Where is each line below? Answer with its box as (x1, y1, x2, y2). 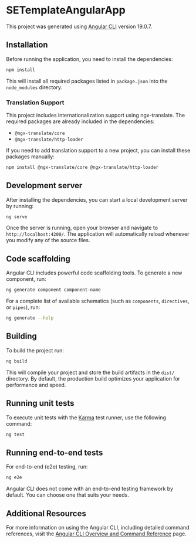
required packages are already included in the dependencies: (6, 118, 155, 125)
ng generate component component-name (6, 287, 101, 293)
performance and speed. (6, 381, 66, 388)
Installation (6, 40, 48, 50)
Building (6, 331, 37, 341)
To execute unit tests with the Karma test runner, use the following (6, 414, 166, 421)
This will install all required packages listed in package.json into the (6, 77, 168, 84)
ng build (6, 358, 28, 364)
